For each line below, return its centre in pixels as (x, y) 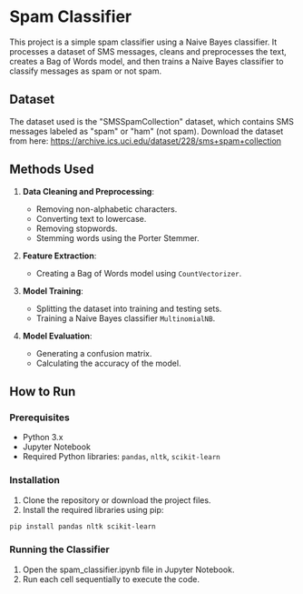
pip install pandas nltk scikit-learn (83, 526)
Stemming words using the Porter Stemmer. (117, 237)
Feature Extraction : (59, 256)
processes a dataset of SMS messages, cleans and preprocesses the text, (148, 51)
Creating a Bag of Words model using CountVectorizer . (139, 273)
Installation (35, 480)
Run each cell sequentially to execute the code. (111, 579)
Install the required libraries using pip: (93, 509)
